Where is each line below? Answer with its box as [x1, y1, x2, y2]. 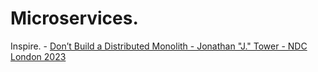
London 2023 [10, 50, 67, 62]
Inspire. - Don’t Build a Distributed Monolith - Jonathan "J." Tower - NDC [10, 40, 308, 52]
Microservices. [10, 7, 139, 30]
